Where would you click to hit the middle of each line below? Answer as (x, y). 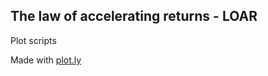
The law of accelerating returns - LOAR (134, 16)
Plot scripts (33, 40)
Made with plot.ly (46, 60)
